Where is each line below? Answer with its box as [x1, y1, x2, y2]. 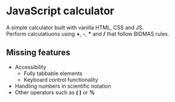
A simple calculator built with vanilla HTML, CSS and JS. [6, 24, 144, 31]
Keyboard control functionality [23, 76, 98, 83]
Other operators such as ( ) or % [14, 88, 95, 96]
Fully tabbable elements [23, 70, 83, 77]
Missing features [6, 48, 70, 58]
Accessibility [14, 63, 46, 70]
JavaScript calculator [6, 4, 115, 18]
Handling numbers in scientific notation [14, 82, 111, 89]
